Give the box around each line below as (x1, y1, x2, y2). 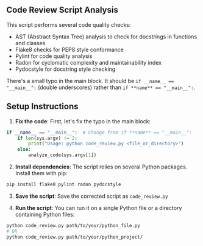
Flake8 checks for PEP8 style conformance (15, 46, 124, 53)
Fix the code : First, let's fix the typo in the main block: (15, 117, 151, 125)
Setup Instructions (6, 101, 79, 112)
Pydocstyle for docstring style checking (15, 65, 116, 73)
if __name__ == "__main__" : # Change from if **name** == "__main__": (6, 129, 192, 136)
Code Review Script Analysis (6, 5, 119, 15)
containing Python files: (15, 211, 75, 218)
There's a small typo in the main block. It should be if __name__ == (6, 77, 174, 84)
